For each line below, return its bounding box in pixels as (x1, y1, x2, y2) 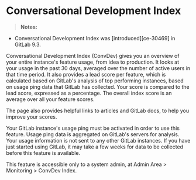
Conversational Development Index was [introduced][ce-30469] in (14, 34, 176, 41)
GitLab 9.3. (14, 41, 41, 48)
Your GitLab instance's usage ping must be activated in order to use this (6, 124, 180, 131)
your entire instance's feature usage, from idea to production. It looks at (6, 58, 180, 65)
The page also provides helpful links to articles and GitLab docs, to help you (6, 107, 189, 114)
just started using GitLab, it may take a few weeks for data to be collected (6, 143, 183, 150)
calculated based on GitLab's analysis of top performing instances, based (6, 77, 184, 84)
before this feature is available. (6, 149, 81, 156)
